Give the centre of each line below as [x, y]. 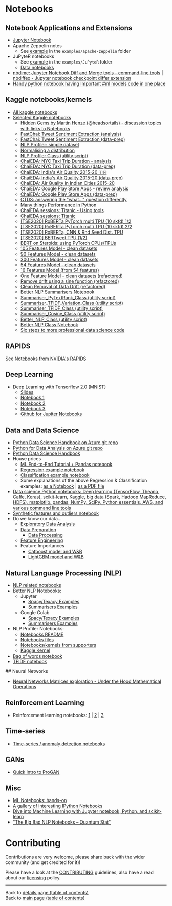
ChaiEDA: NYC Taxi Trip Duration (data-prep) [68, 166]
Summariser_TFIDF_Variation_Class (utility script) [72, 303]
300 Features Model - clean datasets [59, 259]
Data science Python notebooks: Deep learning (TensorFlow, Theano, [86, 492]
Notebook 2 [33, 403]
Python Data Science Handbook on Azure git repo [65, 443]
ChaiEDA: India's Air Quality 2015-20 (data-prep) [72, 178]
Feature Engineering [42, 540]
